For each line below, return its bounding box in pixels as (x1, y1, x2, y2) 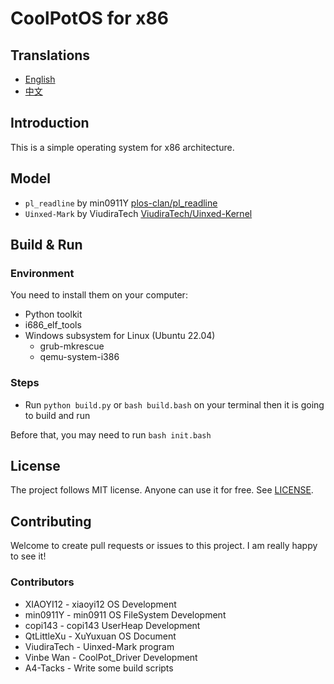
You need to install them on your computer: (10, 289, 188, 301)
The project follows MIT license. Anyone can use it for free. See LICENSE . (10, 484, 314, 496)
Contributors (10, 575, 75, 589)
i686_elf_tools (24, 319, 82, 331)
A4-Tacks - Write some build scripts (24, 662, 174, 674)
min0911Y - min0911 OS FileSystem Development (24, 608, 227, 621)
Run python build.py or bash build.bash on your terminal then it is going (24, 398, 325, 411)
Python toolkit (24, 308, 83, 321)
